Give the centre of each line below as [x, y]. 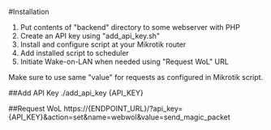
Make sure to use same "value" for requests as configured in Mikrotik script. [136, 77]
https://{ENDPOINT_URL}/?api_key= [123, 109]
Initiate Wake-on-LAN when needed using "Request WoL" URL [124, 61]
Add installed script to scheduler [75, 53]
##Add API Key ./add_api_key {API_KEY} [76, 93]
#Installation [29, 12]
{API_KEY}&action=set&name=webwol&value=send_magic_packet [120, 117]
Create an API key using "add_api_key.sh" [90, 36]
